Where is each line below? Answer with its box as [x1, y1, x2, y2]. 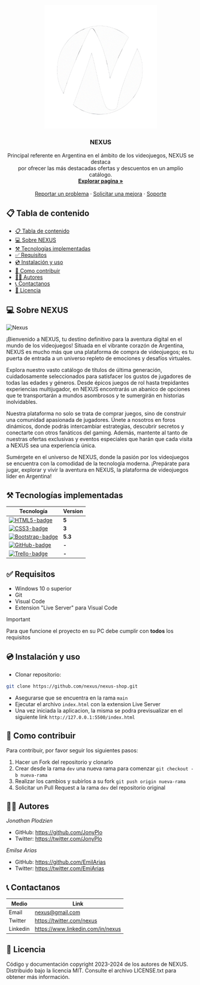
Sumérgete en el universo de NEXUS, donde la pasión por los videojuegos [6, 454, 190, 461]
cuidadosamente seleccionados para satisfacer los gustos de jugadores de [6, 373, 192, 380]
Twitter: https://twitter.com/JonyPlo [14, 835, 102, 843]
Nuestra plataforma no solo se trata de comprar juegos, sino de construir [6, 410, 187, 417]
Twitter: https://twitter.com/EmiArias [14, 865, 105, 872]
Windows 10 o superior [14, 585, 72, 593]
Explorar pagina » [78, 177, 123, 184]
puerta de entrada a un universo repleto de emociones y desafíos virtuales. [6, 355, 192, 362]
